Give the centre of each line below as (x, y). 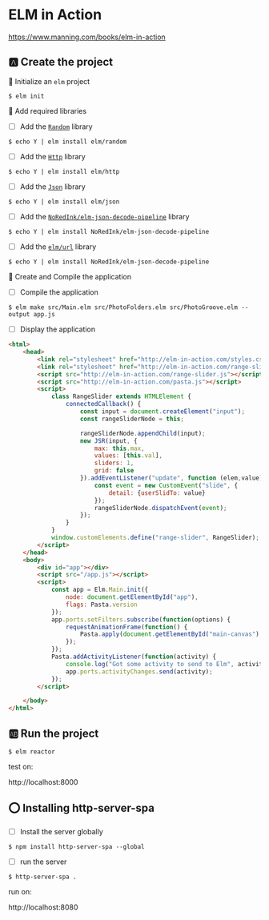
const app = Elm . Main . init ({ (100, 590)
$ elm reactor (32, 752)
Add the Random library (56, 127)
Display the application (58, 329)
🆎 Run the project (54, 733)
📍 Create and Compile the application (70, 277)
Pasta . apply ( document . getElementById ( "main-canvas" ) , (171, 634)
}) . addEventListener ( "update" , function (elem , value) (171, 478)
